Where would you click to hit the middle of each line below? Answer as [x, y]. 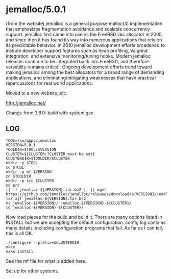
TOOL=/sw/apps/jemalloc [31, 141]
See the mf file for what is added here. [46, 261]
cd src [13, 185]
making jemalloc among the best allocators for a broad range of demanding [85, 72]
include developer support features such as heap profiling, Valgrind [77, 50]
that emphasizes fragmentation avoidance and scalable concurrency [78, 29]
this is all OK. [20, 233]
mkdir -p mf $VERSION [29, 172]
